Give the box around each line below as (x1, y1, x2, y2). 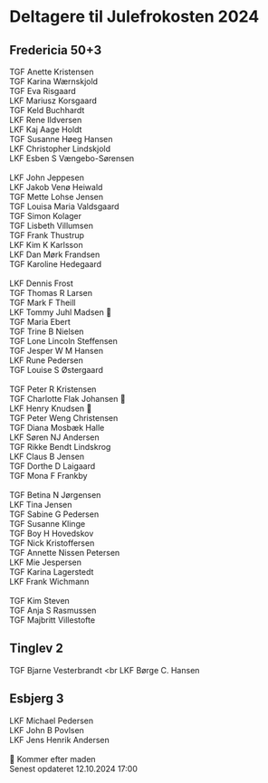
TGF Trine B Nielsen (9, 326, 84, 337)
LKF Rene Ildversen (9, 115, 82, 125)
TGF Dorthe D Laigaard (9, 461, 96, 472)
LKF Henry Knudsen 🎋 (9, 403, 92, 414)
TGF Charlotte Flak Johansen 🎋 (9, 394, 126, 404)
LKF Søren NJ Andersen (9, 432, 100, 443)
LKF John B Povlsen (9, 724, 84, 735)
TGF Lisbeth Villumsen (9, 220, 93, 231)
